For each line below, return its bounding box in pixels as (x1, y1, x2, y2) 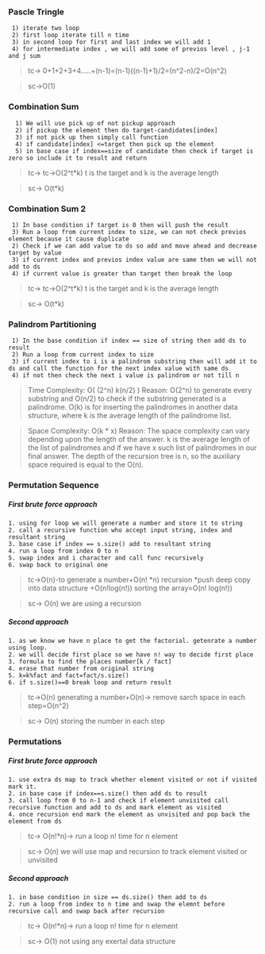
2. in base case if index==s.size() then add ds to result (8, 789, 208, 798)
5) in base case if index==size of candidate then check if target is (15, 147, 254, 155)
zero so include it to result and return (8, 154, 148, 162)
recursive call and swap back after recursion (8, 907, 165, 915)
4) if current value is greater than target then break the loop (11, 269, 232, 278)
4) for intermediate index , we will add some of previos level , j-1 (11, 45, 250, 53)
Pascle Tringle (8, 6, 65, 17)
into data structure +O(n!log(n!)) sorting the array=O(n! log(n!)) (27, 583, 232, 593)
